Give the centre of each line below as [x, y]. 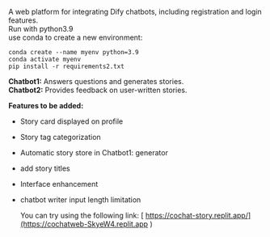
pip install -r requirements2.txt [67, 66]
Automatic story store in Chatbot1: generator [94, 152]
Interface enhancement [59, 184]
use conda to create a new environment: [76, 37]
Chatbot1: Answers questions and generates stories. [96, 81]
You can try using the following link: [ [82, 215]
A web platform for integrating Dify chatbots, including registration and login [135, 12]
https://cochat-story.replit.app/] [198, 215]
